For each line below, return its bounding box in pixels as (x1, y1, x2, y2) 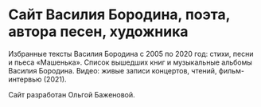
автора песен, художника (8, 22, 189, 41)
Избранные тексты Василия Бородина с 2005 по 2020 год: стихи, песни (8, 49, 254, 58)
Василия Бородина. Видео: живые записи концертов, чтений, (8, 65, 217, 75)
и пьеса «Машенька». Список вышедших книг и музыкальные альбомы (8, 57, 253, 67)
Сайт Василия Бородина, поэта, (8, 6, 231, 24)
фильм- (218, 65, 245, 75)
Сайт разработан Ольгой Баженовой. (8, 89, 135, 99)
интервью (8, 74, 42, 84)
